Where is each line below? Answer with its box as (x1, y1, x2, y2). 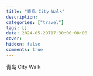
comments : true (6, 47, 43, 53)
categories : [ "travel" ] (6, 19, 64, 25)
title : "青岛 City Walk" (6, 8, 65, 15)
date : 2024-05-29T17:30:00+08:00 (6, 30, 88, 36)
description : (6, 14, 38, 20)
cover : (6, 36, 22, 42)
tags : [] (6, 25, 27, 31)
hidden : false (6, 42, 41, 47)
